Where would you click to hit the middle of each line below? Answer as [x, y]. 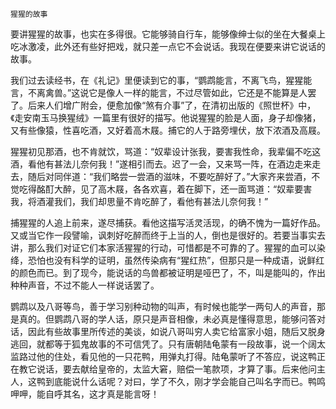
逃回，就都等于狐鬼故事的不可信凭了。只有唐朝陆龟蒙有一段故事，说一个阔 [163, 344]
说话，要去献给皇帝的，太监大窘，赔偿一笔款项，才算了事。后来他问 [176, 369]
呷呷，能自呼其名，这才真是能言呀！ [85, 394]
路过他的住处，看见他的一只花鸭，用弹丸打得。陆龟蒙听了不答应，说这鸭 [167, 356]
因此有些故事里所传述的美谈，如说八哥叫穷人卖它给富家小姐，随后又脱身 [176, 331]
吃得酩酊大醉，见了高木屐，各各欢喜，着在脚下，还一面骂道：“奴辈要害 [165, 189]
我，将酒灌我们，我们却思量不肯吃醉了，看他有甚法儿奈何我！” [139, 201]
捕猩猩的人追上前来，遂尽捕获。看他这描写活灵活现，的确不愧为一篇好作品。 [168, 222]
